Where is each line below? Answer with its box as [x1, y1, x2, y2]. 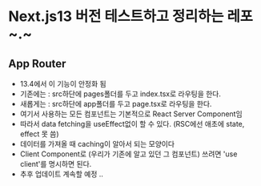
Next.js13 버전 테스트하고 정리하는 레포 [8, 7, 254, 26]
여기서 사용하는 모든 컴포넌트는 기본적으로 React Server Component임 [19, 109, 243, 119]
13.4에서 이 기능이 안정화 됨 [19, 79, 106, 88]
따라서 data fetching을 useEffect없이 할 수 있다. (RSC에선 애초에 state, [19, 119, 245, 128]
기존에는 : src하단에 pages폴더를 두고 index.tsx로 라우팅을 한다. [19, 89, 222, 99]
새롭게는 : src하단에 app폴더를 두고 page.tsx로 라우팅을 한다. [19, 99, 212, 108]
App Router [8, 57, 66, 71]
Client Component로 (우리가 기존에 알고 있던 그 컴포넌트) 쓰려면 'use [19, 149, 238, 159]
